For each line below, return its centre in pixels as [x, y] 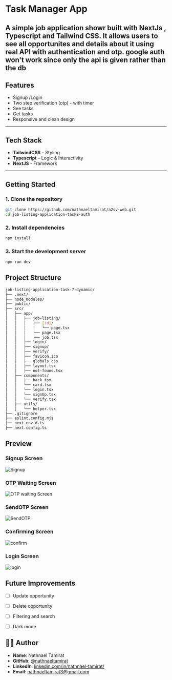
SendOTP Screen [27, 507]
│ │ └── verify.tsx [31, 399]
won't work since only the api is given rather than [86, 60]
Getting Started [30, 184]
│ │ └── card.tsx [28, 385]
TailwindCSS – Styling [36, 153]
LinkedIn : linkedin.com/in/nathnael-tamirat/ [59, 666]
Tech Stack [24, 140]
